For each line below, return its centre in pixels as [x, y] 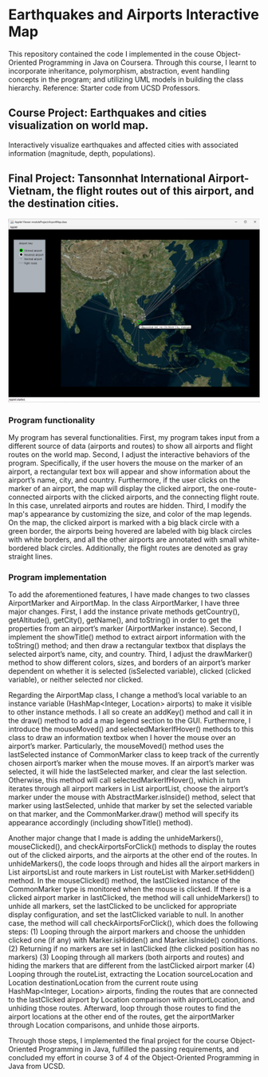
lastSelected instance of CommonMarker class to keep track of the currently [134, 755]
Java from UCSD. [37, 1067]
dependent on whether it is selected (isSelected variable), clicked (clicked [130, 671]
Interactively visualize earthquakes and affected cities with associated [124, 145]
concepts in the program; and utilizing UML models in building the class [126, 79]
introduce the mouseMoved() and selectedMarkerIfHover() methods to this [131, 729]
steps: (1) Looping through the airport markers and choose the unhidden [127, 932]
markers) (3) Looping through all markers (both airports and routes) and [126, 957]
